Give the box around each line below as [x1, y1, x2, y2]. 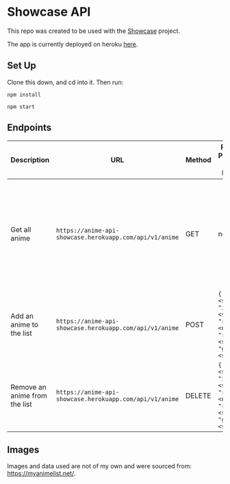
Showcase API [7, 4, 91, 20]
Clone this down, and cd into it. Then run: [7, 78, 124, 86]
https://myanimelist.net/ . [7, 470, 76, 478]
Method [185, 155, 212, 164]
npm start [7, 103, 36, 110]
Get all [10, 225, 31, 234]
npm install [7, 91, 41, 98]
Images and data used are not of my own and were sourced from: [7, 462, 192, 470]
